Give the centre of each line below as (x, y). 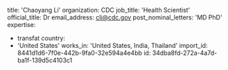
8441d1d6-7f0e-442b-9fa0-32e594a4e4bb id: (84, 53)
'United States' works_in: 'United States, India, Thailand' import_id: (112, 45)
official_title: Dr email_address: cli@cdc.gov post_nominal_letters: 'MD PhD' (115, 17)
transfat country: (41, 38)
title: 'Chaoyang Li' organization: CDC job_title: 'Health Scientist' (99, 10)
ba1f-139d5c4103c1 (45, 60)
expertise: (21, 25)
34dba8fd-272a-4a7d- (185, 53)
